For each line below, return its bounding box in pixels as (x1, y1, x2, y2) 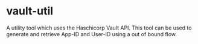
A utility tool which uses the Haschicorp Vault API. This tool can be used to (6, 24, 192, 31)
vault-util (6, 4, 53, 18)
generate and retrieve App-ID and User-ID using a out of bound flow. (6, 30, 177, 37)
